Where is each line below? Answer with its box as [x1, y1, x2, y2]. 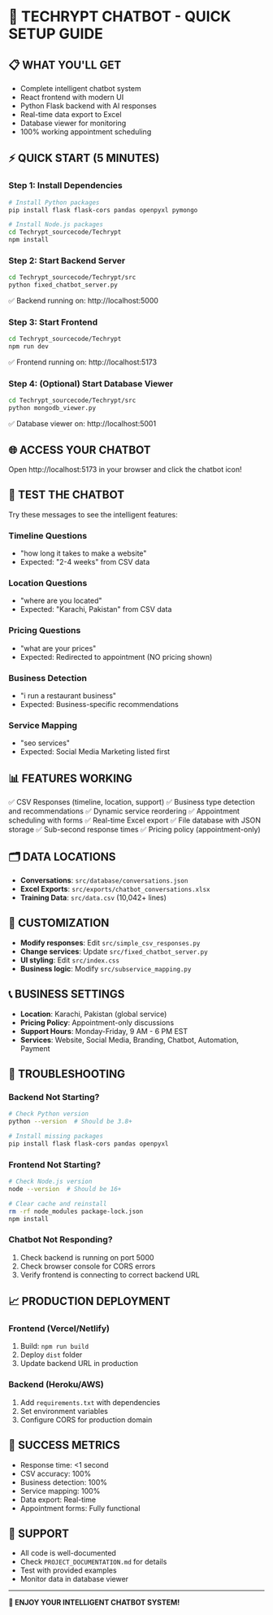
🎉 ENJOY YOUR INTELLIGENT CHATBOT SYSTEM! [8, 1598, 180, 1608]
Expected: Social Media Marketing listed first [19, 747, 171, 757]
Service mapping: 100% [19, 1486, 101, 1495]
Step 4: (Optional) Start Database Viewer [8, 378, 173, 390]
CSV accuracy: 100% [19, 1469, 92, 1478]
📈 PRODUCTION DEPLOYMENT [8, 1294, 171, 1308]
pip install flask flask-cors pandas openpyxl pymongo [8, 206, 198, 214]
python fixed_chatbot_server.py [8, 281, 118, 290]
